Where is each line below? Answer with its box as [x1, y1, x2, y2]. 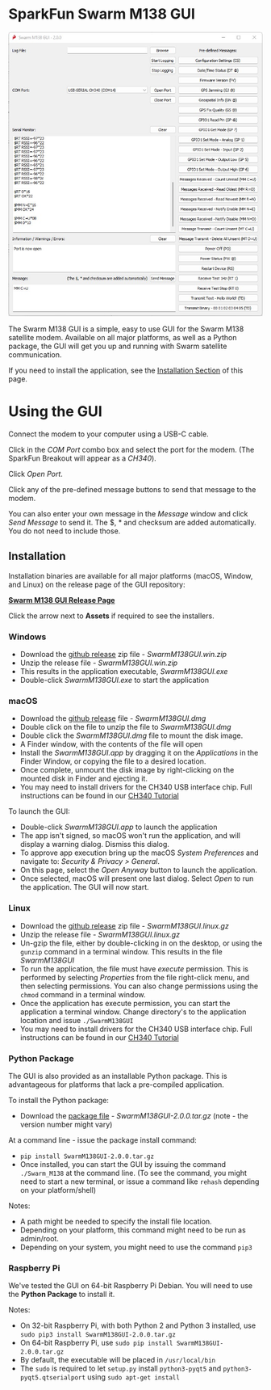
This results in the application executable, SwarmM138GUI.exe [19, 667, 228, 676]
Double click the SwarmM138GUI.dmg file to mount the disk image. [19, 731, 244, 740]
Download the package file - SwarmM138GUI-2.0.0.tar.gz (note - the [19, 1111, 248, 1121]
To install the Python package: [8, 1096, 109, 1106]
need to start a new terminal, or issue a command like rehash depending [19, 1177, 260, 1186]
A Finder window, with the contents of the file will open [19, 739, 203, 749]
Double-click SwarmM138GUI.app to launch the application [19, 822, 218, 832]
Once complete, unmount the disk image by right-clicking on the [19, 765, 235, 775]
